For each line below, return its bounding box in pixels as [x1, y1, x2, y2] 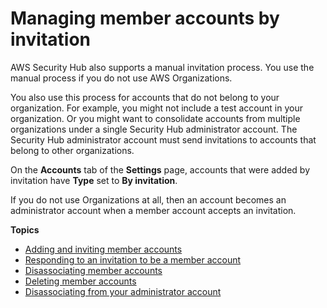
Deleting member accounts [24, 275, 137, 287]
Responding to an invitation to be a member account [24, 253, 242, 266]
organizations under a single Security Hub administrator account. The [10, 123, 298, 135]
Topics [10, 223, 40, 236]
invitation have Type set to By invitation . [10, 174, 178, 186]
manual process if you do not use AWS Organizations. [10, 72, 233, 84]
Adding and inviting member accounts [24, 243, 183, 255]
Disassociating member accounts [24, 264, 163, 276]
